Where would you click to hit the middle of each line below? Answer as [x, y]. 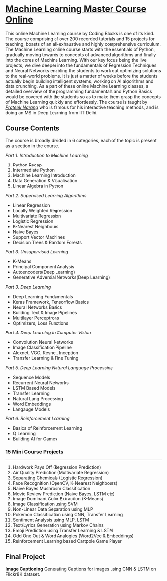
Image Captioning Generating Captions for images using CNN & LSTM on [81, 569]
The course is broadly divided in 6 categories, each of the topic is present [81, 140]
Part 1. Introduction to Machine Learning [47, 155]
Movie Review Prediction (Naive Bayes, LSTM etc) [64, 494]
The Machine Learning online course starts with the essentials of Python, [80, 49]
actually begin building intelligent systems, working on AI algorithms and [80, 81]
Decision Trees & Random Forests [47, 242]
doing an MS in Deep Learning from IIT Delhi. [52, 112]
